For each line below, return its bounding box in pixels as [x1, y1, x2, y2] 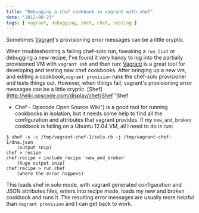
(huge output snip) [17, 160, 66, 166]
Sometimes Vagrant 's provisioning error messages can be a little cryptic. [6, 36, 185, 44]
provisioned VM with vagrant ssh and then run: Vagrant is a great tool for [6, 60, 186, 67]
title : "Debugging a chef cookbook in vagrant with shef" [6, 8, 153, 15]
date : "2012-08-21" [6, 14, 55, 20]
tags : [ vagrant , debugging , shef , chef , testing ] [6, 20, 137, 26]
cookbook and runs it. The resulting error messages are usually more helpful [6, 194, 194, 201]
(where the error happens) [17, 171, 84, 177]
